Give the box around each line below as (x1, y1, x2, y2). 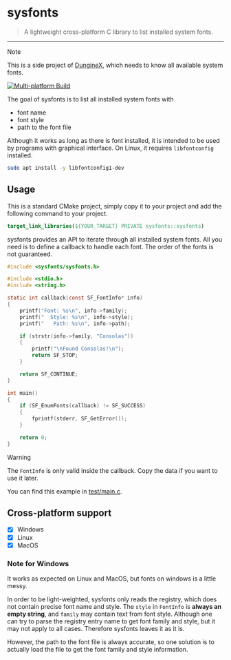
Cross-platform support (7, 507, 112, 519)
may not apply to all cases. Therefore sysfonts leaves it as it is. (7, 624, 185, 632)
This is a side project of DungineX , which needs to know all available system (7, 61, 223, 69)
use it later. (7, 474, 38, 482)
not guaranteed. (7, 250, 53, 258)
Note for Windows (7, 559, 69, 568)
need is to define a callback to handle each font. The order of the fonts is (7, 242, 214, 251)
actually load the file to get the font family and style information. (7, 645, 188, 653)
